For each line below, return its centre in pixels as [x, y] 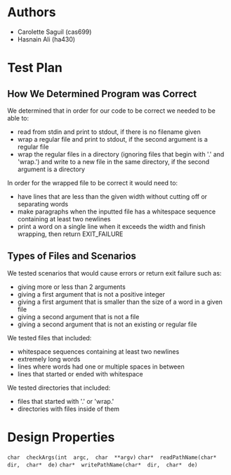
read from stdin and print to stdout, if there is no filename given [109, 132]
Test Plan [35, 68]
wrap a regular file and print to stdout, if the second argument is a [113, 139]
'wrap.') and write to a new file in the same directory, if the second [113, 161]
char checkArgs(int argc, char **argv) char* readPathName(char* [112, 457]
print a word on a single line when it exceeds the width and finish [111, 226]
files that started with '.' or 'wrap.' [66, 401]
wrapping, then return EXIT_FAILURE [70, 234]
